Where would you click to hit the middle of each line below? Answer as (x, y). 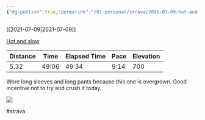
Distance (23, 56)
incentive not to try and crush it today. (54, 88)
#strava (16, 111)
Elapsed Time (85, 56)
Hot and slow (23, 41)
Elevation (146, 56)
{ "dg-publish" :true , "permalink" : (49, 12)
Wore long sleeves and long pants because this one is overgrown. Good (97, 81)
